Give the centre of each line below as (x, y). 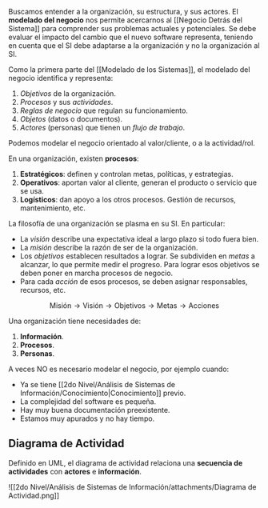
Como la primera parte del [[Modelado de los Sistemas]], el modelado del (129, 70)
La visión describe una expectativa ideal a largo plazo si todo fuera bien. (139, 239)
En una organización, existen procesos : (74, 158)
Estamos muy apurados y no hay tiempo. (87, 418)
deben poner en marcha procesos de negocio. (96, 273)
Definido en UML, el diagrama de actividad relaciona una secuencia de (126, 462)
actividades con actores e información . (75, 471)
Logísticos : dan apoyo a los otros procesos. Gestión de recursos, (128, 200)
